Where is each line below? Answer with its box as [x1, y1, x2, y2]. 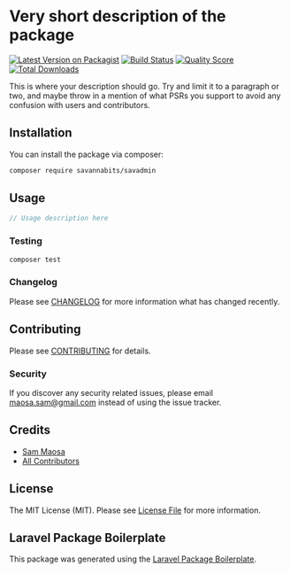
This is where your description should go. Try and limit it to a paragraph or [9, 81, 280, 91]
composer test [9, 255, 62, 264]
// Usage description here [9, 214, 109, 223]
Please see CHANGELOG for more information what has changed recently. [9, 296, 280, 306]
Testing [9, 235, 42, 247]
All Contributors [21, 455, 80, 466]
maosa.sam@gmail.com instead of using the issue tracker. [9, 397, 222, 407]
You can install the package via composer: [9, 149, 164, 159]
